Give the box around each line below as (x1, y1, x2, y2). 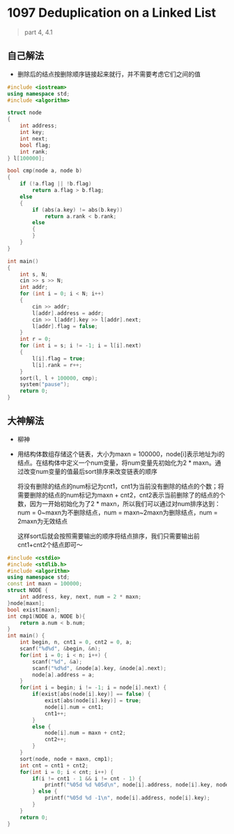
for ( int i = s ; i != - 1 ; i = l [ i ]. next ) (19, 342, 142, 350)
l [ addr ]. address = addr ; (32, 309, 104, 317)
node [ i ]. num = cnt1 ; (44, 703, 104, 710)
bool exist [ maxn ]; (7, 606, 61, 613)
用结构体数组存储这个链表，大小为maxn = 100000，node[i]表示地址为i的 (17, 449, 225, 458)
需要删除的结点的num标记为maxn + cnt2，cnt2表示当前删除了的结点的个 (17, 491, 226, 499)
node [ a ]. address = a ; (32, 671, 95, 678)
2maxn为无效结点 (17, 516, 68, 525)
